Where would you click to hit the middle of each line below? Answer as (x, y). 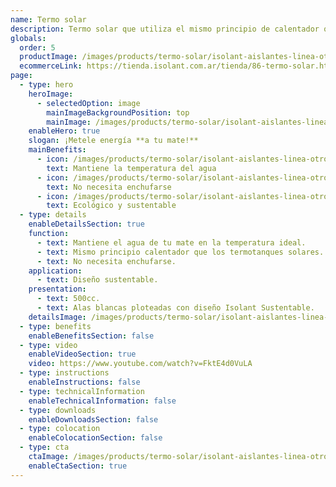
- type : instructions (64, 373)
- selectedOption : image (88, 103)
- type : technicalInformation (82, 391)
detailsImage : (57, 317)
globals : (28, 38)
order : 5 (37, 47)
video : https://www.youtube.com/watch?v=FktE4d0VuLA (140, 364)
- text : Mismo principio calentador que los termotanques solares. (180, 252)
